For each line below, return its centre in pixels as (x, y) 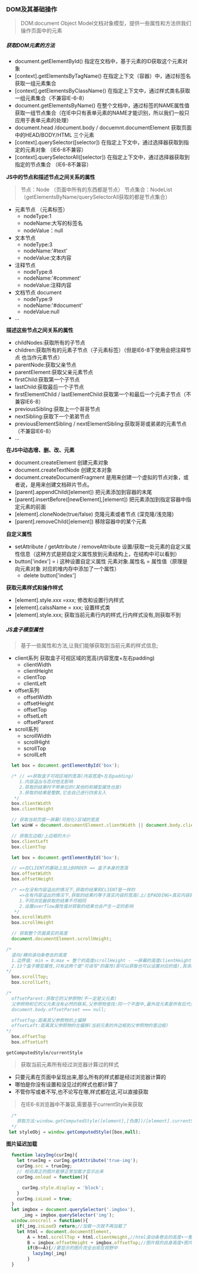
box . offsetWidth (31, 874)
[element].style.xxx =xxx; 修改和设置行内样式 (69, 600)
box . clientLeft (30, 841)
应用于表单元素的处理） (43, 120)
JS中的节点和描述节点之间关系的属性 (51, 177)
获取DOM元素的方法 (30, 45)
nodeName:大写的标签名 (53, 223)
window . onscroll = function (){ (50, 1221)
